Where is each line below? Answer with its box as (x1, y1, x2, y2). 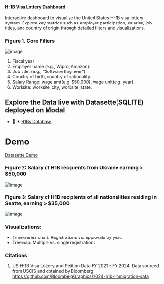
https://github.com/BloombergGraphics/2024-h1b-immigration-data (12, 273, 149, 279)
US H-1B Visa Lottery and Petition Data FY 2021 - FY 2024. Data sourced (12, 263, 159, 269)
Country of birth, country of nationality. (12, 73, 92, 79)
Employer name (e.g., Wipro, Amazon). (12, 63, 91, 69)
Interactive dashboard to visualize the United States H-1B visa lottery (5, 15, 144, 21)
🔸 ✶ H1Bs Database (12, 119, 52, 125)
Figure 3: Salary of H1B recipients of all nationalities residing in (5, 194, 157, 201)
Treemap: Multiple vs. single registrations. (12, 240, 97, 246)
